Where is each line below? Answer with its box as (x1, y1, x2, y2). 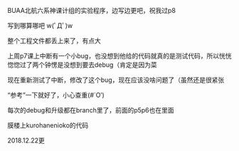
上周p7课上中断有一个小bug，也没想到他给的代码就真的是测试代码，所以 (7, 52, 219, 60)
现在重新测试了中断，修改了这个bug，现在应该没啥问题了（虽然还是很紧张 (7, 75, 225, 84)
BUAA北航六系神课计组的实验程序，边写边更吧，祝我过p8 (7, 6, 176, 14)
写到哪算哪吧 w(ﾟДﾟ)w (7, 21, 73, 30)
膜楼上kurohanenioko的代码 (7, 121, 89, 130)
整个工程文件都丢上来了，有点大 (7, 36, 101, 45)
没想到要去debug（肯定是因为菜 (63, 61, 158, 69)
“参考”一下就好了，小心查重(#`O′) (7, 91, 105, 99)
